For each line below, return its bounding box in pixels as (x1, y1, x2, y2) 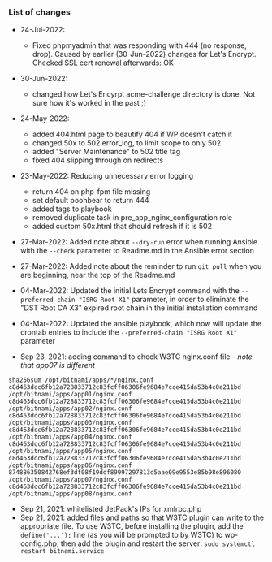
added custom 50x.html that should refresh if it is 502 (32, 222, 213, 231)
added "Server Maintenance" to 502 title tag (32, 147, 181, 157)
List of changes (8, 6, 71, 18)
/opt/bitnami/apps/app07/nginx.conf (8, 476, 132, 484)
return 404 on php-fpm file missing (32, 187, 151, 197)
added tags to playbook (32, 204, 112, 214)
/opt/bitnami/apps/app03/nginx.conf (8, 419, 132, 427)
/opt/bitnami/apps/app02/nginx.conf (8, 404, 132, 413)
